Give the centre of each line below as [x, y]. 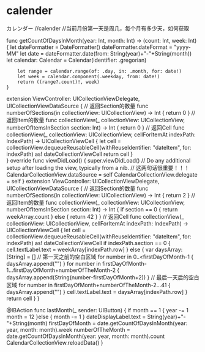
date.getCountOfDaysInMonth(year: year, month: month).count [86, 336]
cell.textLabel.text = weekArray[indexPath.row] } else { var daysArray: [95, 249]
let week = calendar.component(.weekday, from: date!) [89, 76]
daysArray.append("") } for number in [54, 263]
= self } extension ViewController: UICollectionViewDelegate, [83, 181]
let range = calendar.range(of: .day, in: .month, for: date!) [100, 71]
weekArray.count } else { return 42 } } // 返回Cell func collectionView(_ [95, 216]
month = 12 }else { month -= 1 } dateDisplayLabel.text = [76, 317]
